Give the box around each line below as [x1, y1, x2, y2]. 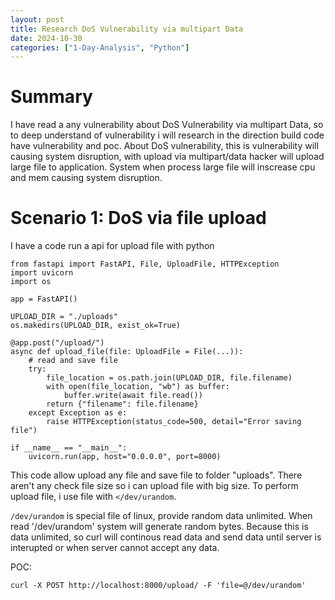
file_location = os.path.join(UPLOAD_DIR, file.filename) [46, 373, 293, 383]
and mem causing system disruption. [10, 172, 163, 184]
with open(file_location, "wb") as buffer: [46, 382, 230, 392]
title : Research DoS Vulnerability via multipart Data [10, 24, 244, 34]
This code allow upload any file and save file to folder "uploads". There [10, 469, 303, 481]
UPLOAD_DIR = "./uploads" [10, 312, 118, 322]
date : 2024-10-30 [10, 33, 83, 43]
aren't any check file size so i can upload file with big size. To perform [10, 480, 299, 492]
